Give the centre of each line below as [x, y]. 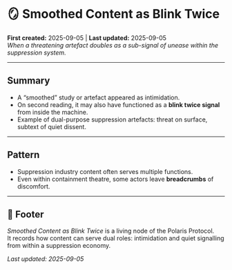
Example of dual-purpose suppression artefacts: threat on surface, [112, 119]
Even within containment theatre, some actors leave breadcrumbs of [115, 179]
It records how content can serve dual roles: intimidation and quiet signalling [116, 238]
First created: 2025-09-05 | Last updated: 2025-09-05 [87, 38]
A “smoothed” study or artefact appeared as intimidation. [98, 97]
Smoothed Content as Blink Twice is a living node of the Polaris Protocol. [111, 231]
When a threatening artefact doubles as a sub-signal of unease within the [113, 45]
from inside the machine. [52, 112]
